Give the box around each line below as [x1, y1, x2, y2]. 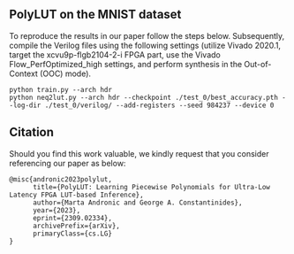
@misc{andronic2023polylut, [9, 174, 113, 184]
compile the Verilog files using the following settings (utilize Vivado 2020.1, [9, 40, 281, 50]
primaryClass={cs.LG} [32, 229, 113, 238]
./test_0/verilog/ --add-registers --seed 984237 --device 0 [44, 101, 275, 110]
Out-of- [244, 58, 272, 69]
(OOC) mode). [39, 68, 91, 79]
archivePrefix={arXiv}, [32, 221, 121, 230]
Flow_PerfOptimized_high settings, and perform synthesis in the [9, 58, 243, 69]
